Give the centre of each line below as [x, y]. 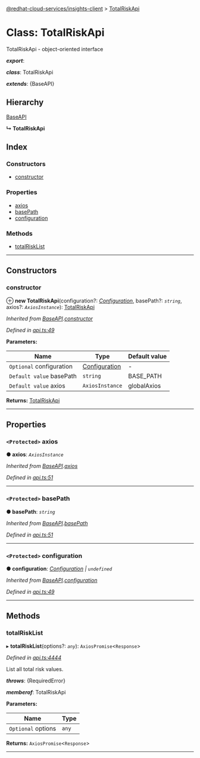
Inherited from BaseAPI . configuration [52, 580]
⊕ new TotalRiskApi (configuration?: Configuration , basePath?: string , [94, 301]
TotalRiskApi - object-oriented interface [55, 49]
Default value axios [37, 385]
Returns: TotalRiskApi [33, 400]
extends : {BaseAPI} [30, 83]
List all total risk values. [35, 669]
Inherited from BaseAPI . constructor [50, 319]
